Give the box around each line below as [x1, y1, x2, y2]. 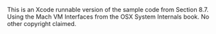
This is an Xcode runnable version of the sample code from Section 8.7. [7, 6, 209, 13]
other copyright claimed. [7, 20, 77, 27]
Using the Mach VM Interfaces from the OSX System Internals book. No [7, 13, 210, 21]
